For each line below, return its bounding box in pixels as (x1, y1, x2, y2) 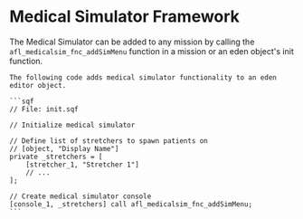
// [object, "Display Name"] (9, 144, 119, 153)
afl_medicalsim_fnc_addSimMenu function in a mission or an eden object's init (9, 45, 294, 56)
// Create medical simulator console (9, 192, 152, 201)
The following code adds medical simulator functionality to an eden (9, 72, 278, 82)
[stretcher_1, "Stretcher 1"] (25, 160, 140, 169)
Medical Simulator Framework (9, 6, 240, 27)
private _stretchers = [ (9, 152, 103, 161)
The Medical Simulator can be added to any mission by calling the (9, 36, 255, 47)
